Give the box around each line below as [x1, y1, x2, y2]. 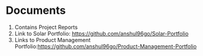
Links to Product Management [14, 36, 91, 43]
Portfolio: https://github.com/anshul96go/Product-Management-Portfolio [14, 43, 197, 50]
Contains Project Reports [14, 23, 78, 31]
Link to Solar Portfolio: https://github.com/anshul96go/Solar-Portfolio [14, 30, 189, 37]
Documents [6, 4, 66, 17]
